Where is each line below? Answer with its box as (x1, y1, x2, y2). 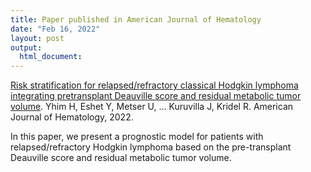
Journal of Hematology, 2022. (10, 111, 134, 123)
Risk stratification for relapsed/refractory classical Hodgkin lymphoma (10, 79, 299, 91)
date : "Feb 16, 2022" (10, 24, 101, 34)
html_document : (19, 52, 83, 62)
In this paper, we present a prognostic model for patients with (10, 131, 264, 143)
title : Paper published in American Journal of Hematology (10, 14, 262, 25)
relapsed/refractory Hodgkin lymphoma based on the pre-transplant (10, 141, 292, 153)
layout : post (10, 33, 65, 43)
